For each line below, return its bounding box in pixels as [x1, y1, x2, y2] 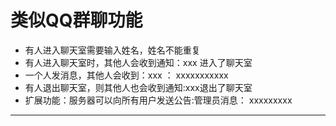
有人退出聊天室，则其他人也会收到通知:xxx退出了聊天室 [24, 81, 253, 93]
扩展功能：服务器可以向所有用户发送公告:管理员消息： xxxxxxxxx [24, 94, 293, 106]
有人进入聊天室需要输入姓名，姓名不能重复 [24, 44, 201, 56]
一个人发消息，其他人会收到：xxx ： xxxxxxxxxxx [24, 69, 229, 81]
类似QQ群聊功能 [10, 9, 143, 32]
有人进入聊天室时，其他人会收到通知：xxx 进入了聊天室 [24, 56, 253, 68]
